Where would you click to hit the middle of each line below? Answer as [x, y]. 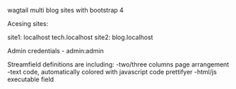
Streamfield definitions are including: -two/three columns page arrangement [118, 64]
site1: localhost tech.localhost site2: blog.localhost [80, 37]
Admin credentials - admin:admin [55, 51]
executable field [31, 79]
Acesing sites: [28, 23]
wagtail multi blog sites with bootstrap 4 [65, 10]
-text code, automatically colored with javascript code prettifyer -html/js [112, 72]
